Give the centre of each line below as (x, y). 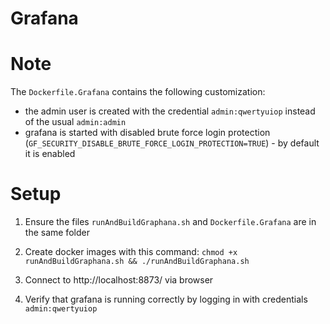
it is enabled (50, 154)
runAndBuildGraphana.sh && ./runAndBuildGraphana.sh (137, 262)
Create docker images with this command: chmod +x (131, 252)
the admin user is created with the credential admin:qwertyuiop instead (170, 111)
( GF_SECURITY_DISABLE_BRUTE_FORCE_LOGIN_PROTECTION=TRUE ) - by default (172, 143)
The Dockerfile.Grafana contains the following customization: (138, 92)
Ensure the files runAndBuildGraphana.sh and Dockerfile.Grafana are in (170, 222)
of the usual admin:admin (75, 122)
